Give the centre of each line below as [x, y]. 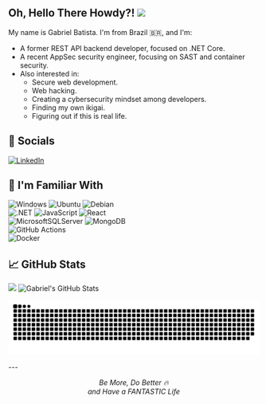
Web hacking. [54, 90]
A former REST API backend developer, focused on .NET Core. [122, 48]
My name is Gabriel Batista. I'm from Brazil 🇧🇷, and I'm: [100, 32]
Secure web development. [74, 82]
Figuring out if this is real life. [79, 116]
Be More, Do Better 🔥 [134, 382]
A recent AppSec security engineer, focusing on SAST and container [132, 57]
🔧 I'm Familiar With [56, 185]
